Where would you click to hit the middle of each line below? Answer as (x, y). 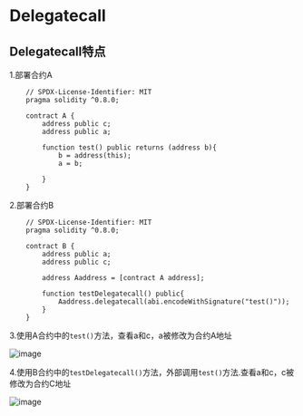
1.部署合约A (31, 75)
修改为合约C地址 (40, 383)
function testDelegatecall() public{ (113, 294)
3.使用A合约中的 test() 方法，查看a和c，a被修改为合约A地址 (121, 335)
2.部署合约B (32, 205)
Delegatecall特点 (58, 51)
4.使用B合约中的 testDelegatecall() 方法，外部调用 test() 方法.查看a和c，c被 (152, 372)
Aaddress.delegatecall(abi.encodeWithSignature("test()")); (174, 302)
